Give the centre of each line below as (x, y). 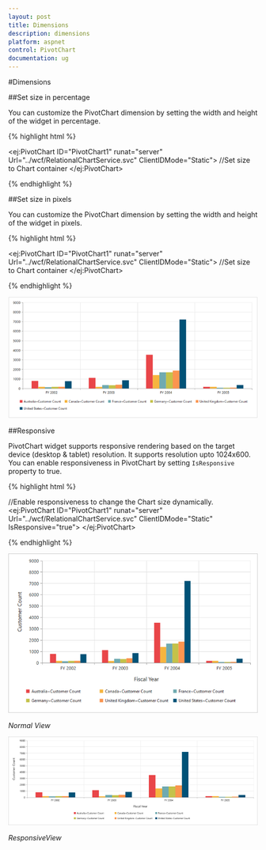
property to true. (35, 471)
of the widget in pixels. (46, 223)
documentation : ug (38, 59)
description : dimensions (49, 33)
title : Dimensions (38, 25)
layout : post (30, 17)
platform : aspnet (37, 42)
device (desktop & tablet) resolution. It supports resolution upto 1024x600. (129, 454)
